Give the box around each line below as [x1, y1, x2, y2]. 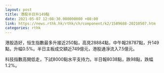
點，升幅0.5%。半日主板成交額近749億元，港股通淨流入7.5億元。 [5, 46, 137, 52]
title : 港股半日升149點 [5, 12, 49, 17]
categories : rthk [5, 26, 41, 31]
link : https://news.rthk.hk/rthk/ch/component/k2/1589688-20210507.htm [5, 21, 156, 26]
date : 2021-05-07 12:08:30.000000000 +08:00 [5, 16, 98, 21]
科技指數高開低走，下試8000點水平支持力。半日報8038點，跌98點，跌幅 [5, 56, 154, 62]
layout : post [5, 7, 32, 12]
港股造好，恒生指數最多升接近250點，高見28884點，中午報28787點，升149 [5, 40, 160, 46]
